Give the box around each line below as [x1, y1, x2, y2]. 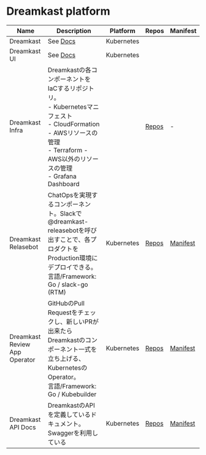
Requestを [48, 308, 78, 317]
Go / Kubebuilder [48, 390, 97, 399]
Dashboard [48, 179, 80, 188]
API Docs [9, 422, 36, 431]
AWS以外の [48, 155, 81, 163]
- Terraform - [48, 146, 88, 154]
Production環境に [48, 254, 98, 262]
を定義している [48, 410, 91, 419]
